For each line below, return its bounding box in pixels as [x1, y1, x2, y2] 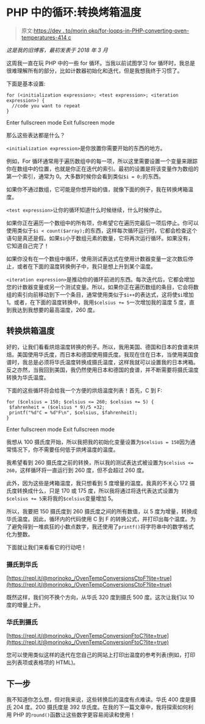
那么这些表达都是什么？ [6, 131, 65, 139]
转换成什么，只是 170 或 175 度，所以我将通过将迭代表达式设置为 [16, 487, 179, 494]
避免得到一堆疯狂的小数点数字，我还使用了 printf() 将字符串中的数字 [11, 523, 184, 530]
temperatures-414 [21, 34, 67, 41]
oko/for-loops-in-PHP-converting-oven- [88, 27, 190, 34]
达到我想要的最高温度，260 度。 [16, 306, 98, 313]
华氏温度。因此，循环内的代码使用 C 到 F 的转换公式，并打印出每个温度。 [6, 515, 191, 523]
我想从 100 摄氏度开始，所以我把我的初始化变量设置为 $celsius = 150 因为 [6, 438, 190, 446]
